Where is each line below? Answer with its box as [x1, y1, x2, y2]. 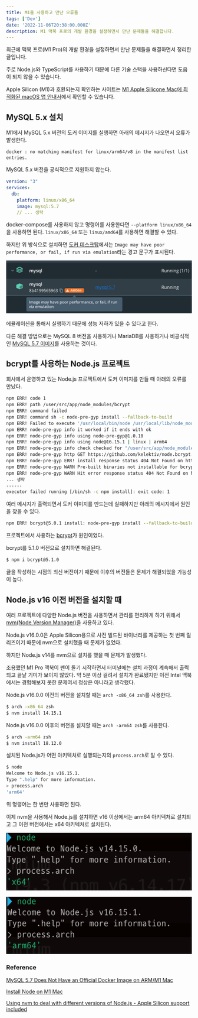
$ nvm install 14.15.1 [6, 710, 62, 716]
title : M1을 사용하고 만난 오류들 [6, 9, 78, 15]
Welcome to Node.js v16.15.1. [6, 770, 81, 777]
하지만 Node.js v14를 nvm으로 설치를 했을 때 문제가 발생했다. [6, 651, 147, 659]
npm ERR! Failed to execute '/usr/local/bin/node [6, 420, 131, 426]
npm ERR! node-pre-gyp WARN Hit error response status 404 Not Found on [6, 470, 189, 476]
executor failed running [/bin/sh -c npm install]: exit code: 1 [6, 489, 170, 495]
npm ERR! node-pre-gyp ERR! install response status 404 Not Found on [6, 458, 183, 464]
